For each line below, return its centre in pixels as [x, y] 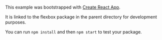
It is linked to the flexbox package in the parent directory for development [81, 17]
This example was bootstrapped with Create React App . [63, 7]
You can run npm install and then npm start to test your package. [73, 32]
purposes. [16, 22]
